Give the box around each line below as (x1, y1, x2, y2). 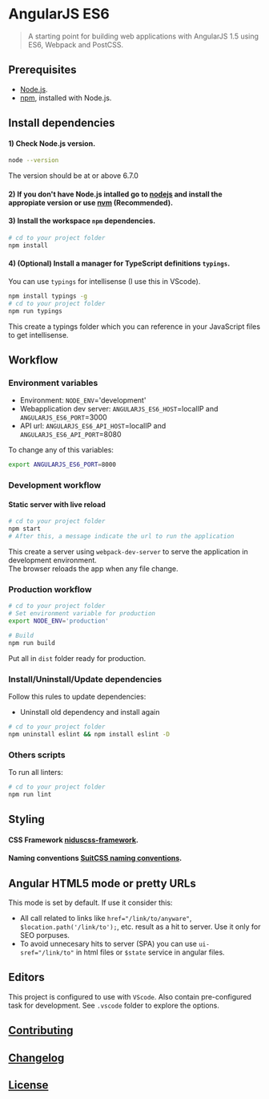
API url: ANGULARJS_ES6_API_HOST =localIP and (19, 421, 167, 431)
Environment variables (8, 377, 98, 388)
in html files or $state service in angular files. (75, 947, 226, 957)
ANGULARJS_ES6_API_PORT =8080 (19, 430, 122, 440)
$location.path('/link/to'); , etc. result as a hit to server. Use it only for (19, 922, 261, 931)
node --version (8, 156, 59, 164)
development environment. (8, 555, 98, 565)
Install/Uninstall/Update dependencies (8, 673, 163, 684)
